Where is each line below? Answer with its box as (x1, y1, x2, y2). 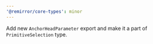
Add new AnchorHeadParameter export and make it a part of (6, 25, 148, 32)
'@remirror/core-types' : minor (6, 8, 83, 15)
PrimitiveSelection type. (6, 31, 67, 38)
